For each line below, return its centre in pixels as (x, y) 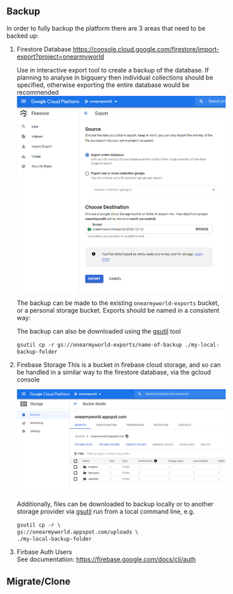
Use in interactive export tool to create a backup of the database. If (113, 70)
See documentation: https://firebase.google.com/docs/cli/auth (106, 559)
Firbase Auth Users (44, 552)
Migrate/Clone (39, 581)
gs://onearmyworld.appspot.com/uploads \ (77, 532)
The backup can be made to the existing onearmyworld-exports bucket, (118, 303)
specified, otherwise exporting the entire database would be (103, 85)
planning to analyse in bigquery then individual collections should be (115, 77)
